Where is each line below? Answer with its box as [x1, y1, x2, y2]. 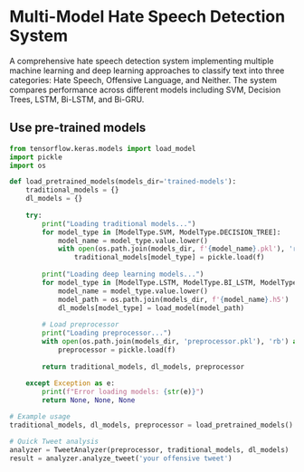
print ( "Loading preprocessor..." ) [42, 328, 172, 338]
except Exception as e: [25, 379, 116, 388]
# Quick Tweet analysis [9, 437, 100, 446]
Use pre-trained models [9, 120, 147, 136]
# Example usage [9, 412, 71, 421]
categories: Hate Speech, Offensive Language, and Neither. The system [9, 74, 278, 85]
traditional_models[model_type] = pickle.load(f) [73, 253, 265, 262]
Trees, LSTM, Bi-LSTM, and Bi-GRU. [9, 93, 145, 105]
